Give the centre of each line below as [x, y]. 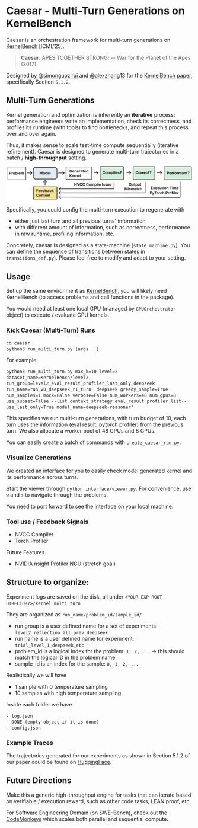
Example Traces [30, 743]
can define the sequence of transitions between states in [76, 252]
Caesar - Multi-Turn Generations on [95, 11]
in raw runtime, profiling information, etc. [64, 234]
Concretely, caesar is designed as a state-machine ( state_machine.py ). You [98, 245]
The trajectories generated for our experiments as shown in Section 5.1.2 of [98, 756]
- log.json [20, 716]
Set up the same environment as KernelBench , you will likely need [87, 291]
